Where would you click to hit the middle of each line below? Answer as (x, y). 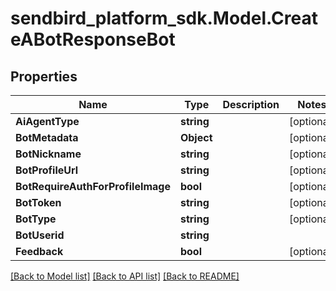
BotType (36, 219)
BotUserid (40, 235)
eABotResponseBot (93, 39)
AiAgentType (47, 121)
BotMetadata (47, 137)
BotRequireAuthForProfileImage (93, 186)
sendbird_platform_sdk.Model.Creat (164, 18)
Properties (44, 76)
